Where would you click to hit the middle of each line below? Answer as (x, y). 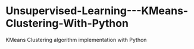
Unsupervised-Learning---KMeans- (97, 11)
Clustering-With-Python (67, 23)
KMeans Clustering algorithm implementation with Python (76, 40)
